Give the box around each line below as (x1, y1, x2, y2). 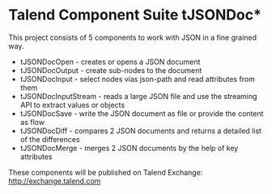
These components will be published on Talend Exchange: (8, 167, 203, 177)
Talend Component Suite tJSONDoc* (8, 6, 261, 24)
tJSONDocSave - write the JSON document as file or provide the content (19, 108, 264, 119)
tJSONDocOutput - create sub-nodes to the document (19, 65, 202, 75)
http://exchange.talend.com (8, 176, 101, 186)
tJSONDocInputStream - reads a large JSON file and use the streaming (19, 91, 257, 101)
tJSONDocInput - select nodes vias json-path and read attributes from (19, 74, 255, 84)
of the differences (19, 134, 80, 144)
